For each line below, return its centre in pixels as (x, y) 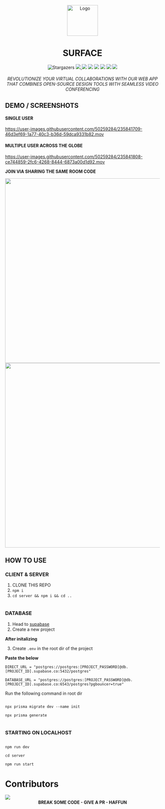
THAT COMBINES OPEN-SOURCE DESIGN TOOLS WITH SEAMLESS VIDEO (82, 84)
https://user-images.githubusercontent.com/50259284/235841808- (74, 157)
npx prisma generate (26, 715)
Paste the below (22, 658)
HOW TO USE (26, 560)
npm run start (20, 764)
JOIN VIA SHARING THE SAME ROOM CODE (51, 171)
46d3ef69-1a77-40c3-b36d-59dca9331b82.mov (55, 134)
